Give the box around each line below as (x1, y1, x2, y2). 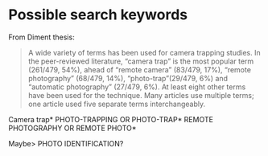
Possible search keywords (8, 6, 188, 24)
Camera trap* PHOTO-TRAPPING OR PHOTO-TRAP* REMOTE (8, 114, 213, 124)
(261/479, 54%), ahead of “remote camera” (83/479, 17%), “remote (27, 64, 252, 74)
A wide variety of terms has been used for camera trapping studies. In (27, 47, 261, 57)
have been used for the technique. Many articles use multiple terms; (27, 90, 255, 100)
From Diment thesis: (8, 32, 75, 42)
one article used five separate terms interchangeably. (27, 99, 206, 109)
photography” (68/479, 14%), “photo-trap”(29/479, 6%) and (27, 73, 228, 83)
